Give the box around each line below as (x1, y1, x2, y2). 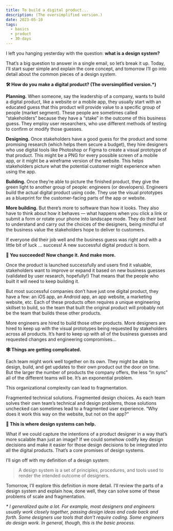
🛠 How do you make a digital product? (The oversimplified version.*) (6, 81, 157, 87)
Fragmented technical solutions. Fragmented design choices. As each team (6, 395, 166, 401)
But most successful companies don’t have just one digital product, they (6, 288, 159, 294)
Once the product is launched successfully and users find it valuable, (6, 262, 152, 268)
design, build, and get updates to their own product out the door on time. (6, 364, 160, 370)
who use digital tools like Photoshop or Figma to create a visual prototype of (6, 147, 167, 153)
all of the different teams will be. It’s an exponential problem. (6, 375, 133, 381)
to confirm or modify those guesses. (6, 126, 83, 132)
